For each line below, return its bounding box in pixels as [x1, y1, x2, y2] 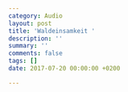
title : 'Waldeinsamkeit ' [8, 27, 95, 35]
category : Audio [8, 11, 63, 20]
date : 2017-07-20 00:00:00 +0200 [8, 65, 121, 73]
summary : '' [8, 42, 48, 50]
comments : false [8, 49, 63, 57]
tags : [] [8, 57, 38, 65]
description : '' [8, 34, 63, 43]
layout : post [8, 19, 52, 27]
